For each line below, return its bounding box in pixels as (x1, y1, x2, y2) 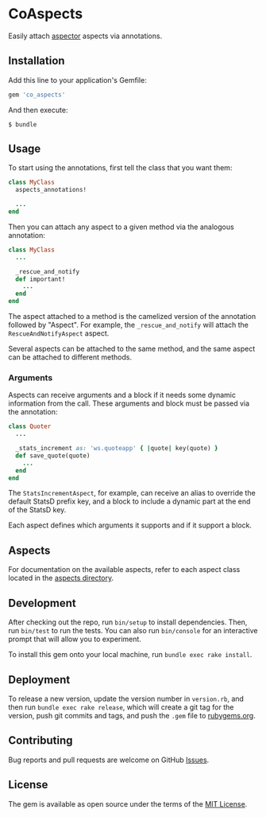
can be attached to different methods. (8, 352, 133, 362)
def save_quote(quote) (15, 451, 91, 460)
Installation (8, 54, 65, 68)
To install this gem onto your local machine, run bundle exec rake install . (8, 650, 253, 659)
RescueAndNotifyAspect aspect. (8, 329, 110, 338)
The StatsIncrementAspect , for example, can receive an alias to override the (8, 488, 256, 498)
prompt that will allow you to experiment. (8, 634, 141, 644)
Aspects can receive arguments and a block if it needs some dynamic (8, 391, 237, 400)
